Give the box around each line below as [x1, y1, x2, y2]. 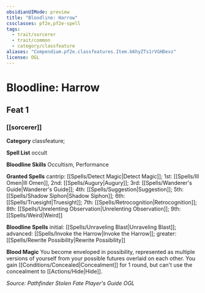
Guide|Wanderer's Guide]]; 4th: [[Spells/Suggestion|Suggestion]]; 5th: [6, 186, 184, 193]
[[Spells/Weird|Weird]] [6, 211, 63, 219]
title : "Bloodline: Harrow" [6, 15, 78, 21]
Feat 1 [6, 105, 29, 115]
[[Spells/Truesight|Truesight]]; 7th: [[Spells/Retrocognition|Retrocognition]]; [6, 198, 198, 206]
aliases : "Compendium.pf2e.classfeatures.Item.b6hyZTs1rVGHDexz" [6, 49, 176, 55]
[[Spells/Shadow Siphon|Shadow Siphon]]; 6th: [6, 192, 125, 199]
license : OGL [6, 54, 40, 60]
